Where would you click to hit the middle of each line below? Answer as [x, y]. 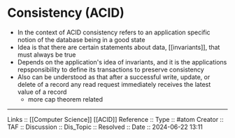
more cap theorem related [65, 99]
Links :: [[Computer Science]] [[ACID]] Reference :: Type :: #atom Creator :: [115, 119]
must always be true [47, 55]
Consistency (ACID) [66, 13]
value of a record [42, 92]
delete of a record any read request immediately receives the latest [114, 84]
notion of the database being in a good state [81, 39]
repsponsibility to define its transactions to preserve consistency [111, 69]
